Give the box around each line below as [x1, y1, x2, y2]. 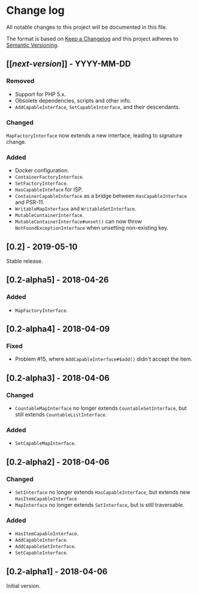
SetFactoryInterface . [14, 179, 68, 187]
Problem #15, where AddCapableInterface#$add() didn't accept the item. [14, 355, 193, 363]
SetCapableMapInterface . [14, 439, 76, 447]
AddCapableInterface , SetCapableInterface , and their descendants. [14, 103, 181, 110]
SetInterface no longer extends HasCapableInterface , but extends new [14, 488, 191, 496]
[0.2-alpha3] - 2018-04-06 [6, 373, 110, 383]
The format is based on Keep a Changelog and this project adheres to [6, 35, 179, 42]
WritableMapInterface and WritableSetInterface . [14, 205, 137, 212]
